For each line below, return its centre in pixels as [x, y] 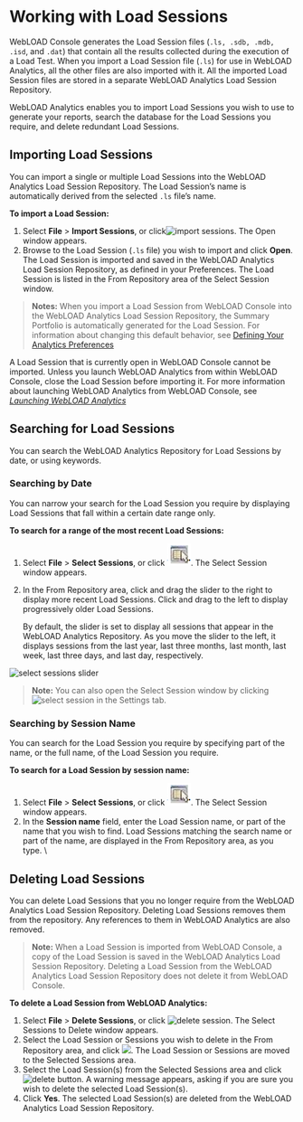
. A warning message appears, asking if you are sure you [187, 1079]
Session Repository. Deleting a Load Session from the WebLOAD [152, 966]
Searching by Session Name [72, 723]
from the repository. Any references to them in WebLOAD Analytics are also [150, 919]
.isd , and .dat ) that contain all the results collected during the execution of [149, 51]
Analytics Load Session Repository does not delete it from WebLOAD [160, 976]
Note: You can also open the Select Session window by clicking [150, 690]
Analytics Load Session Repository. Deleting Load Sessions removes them [148, 910]
